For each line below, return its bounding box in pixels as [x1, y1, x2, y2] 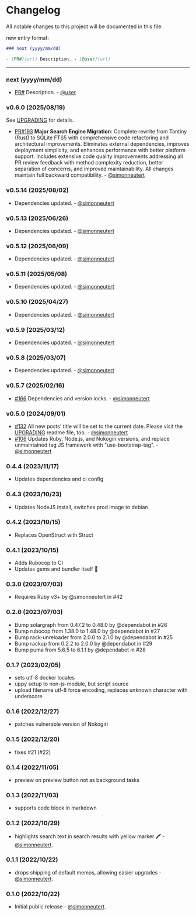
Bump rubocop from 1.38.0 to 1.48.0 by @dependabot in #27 [14, 627, 160, 634]
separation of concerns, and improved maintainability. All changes [14, 165, 174, 173]
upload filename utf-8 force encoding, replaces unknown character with [14, 687, 188, 694]
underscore [14, 693, 43, 700]
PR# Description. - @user [14, 88, 76, 95]
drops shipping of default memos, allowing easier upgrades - [14, 869, 162, 876]
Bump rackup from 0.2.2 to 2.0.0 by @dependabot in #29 [14, 640, 153, 647]
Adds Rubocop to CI [14, 560, 63, 567]
